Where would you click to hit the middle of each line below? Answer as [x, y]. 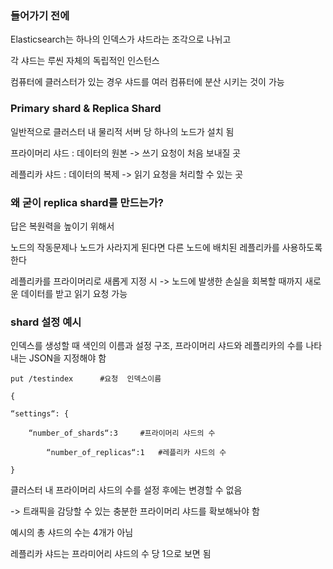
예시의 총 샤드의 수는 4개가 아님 [72, 533]
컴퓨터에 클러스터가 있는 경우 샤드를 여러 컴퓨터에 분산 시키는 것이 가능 [147, 82]
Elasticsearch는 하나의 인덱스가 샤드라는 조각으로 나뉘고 [121, 39]
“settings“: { [40, 414]
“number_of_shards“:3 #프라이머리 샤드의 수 [122, 433]
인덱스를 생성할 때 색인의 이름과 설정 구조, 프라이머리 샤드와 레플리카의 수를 [157, 346]
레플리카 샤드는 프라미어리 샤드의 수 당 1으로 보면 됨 [111, 554]
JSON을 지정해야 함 [67, 358]
